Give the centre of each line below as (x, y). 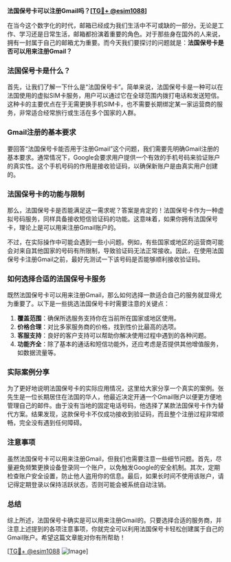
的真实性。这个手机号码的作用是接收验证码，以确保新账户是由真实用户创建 (112, 166)
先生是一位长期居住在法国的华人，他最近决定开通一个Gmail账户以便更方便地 (114, 397)
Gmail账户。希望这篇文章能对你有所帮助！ (66, 538)
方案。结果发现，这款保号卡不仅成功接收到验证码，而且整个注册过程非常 (115, 414)
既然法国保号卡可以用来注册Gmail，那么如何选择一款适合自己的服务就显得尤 (114, 295)
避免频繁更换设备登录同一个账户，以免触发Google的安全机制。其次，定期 (117, 467)
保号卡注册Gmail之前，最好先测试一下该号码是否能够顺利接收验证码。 (106, 259)
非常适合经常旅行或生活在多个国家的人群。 (79, 113)
